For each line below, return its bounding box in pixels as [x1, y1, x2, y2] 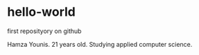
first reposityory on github [7, 27, 82, 35]
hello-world [7, 4, 76, 20]
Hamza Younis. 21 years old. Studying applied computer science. [7, 40, 193, 48]
